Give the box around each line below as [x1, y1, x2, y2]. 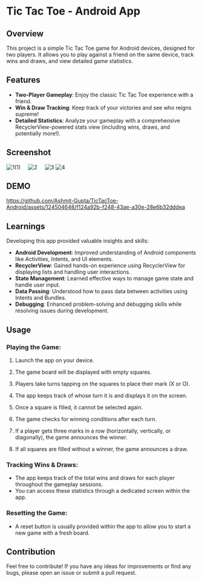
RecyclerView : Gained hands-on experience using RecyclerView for [15, 262, 186, 269]
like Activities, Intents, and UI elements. [15, 255, 114, 263]
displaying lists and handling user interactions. [15, 268, 131, 276]
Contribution [6, 546, 56, 557]
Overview [6, 29, 44, 39]
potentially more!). [15, 129, 61, 137]
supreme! [15, 110, 39, 118]
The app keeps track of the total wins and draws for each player [15, 475, 175, 482]
